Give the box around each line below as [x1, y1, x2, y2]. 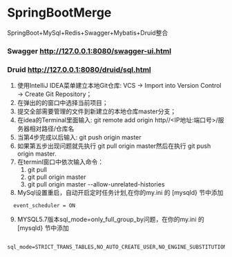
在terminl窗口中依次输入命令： [17, 158, 104, 166]
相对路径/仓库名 [29, 124, 75, 133]
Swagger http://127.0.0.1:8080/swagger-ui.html [7, 46, 171, 56]
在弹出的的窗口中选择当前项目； [17, 99, 108, 107]
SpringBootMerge [7, 5, 112, 21]
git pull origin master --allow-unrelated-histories [27, 180, 165, 189]
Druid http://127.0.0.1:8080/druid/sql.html [7, 64, 152, 74]
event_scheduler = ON [13, 202, 76, 209]
